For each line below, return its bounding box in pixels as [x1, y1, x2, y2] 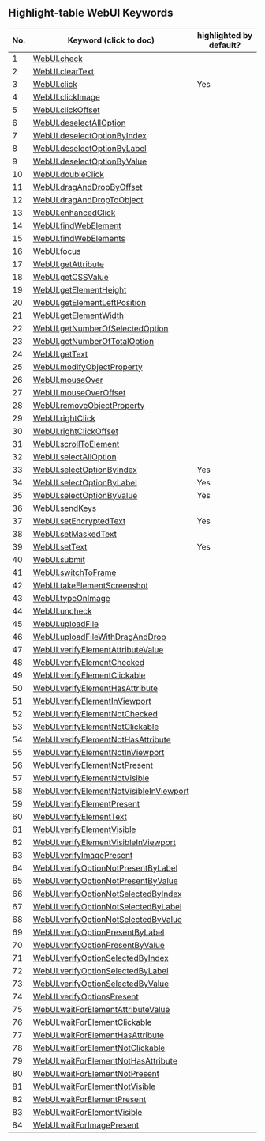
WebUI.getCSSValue [32, 271, 109, 282]
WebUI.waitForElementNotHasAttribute [32, 1055, 177, 1066]
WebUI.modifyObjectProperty [32, 361, 144, 372]
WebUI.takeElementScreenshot [32, 580, 148, 591]
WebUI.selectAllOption [32, 451, 117, 462]
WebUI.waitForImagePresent [32, 1119, 140, 1130]
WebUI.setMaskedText [32, 528, 117, 539]
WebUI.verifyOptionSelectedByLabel [32, 965, 169, 976]
